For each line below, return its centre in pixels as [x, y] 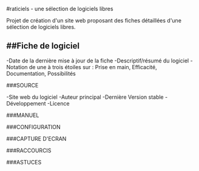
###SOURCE [22, 85]
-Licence [59, 103]
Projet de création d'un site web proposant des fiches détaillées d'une [94, 20]
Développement [26, 103]
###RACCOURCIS [29, 150]
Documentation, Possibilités [41, 73]
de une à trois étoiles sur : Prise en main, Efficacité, [93, 67]
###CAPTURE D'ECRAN [36, 138]
